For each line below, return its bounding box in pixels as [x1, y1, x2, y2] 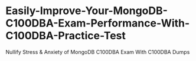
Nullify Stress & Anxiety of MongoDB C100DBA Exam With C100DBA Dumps [5, 48, 190, 55]
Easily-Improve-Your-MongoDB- [5, 4, 168, 18]
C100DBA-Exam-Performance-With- [5, 16, 190, 30]
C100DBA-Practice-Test [5, 29, 126, 42]
